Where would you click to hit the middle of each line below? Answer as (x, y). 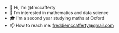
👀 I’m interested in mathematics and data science (59, 13)
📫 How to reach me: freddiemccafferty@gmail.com (62, 25)
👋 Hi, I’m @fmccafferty (32, 8)
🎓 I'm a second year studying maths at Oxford (57, 18)
